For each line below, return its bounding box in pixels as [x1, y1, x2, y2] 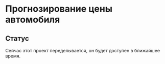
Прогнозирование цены [5, 3, 112, 15]
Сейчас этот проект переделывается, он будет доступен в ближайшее [5, 48, 160, 53]
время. [5, 53, 21, 59]
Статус [5, 34, 29, 43]
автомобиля [5, 14, 60, 25]
